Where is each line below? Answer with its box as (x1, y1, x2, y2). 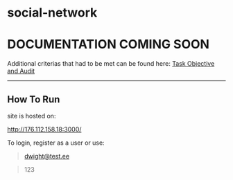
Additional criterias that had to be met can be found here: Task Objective (7, 60, 215, 68)
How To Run (7, 93, 60, 105)
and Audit (7, 67, 35, 75)
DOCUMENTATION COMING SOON (7, 37, 210, 53)
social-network (7, 5, 98, 21)
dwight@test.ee (24, 152, 70, 160)
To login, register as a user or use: (7, 138, 105, 147)
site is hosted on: (7, 111, 56, 120)
